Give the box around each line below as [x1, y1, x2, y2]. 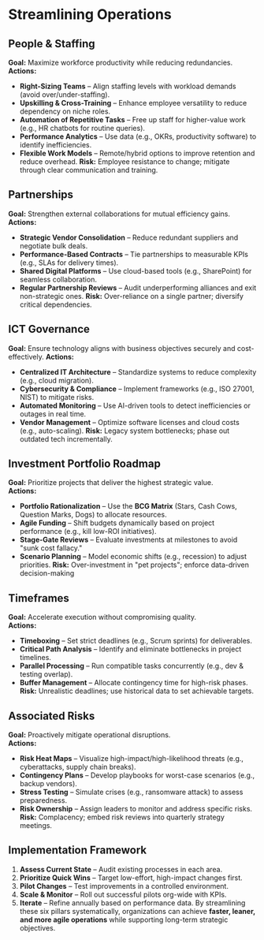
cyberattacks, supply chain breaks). [19, 763, 136, 772]
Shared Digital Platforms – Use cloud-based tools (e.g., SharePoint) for [19, 266, 252, 275]
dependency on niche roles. [19, 106, 111, 116]
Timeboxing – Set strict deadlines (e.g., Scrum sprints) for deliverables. [19, 636, 253, 646]
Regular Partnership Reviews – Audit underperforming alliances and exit [19, 282, 257, 293]
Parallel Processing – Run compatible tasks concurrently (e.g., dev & [19, 661, 244, 671]
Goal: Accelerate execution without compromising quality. [8, 613, 197, 622]
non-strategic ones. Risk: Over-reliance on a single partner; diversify [19, 291, 244, 300]
